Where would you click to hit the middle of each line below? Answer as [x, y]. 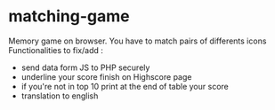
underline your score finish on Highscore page [106, 76]
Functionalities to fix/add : [56, 50]
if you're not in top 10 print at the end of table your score [125, 86]
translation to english [60, 96]
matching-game [69, 16]
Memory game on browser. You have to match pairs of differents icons [137, 41]
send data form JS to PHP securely [85, 67]
